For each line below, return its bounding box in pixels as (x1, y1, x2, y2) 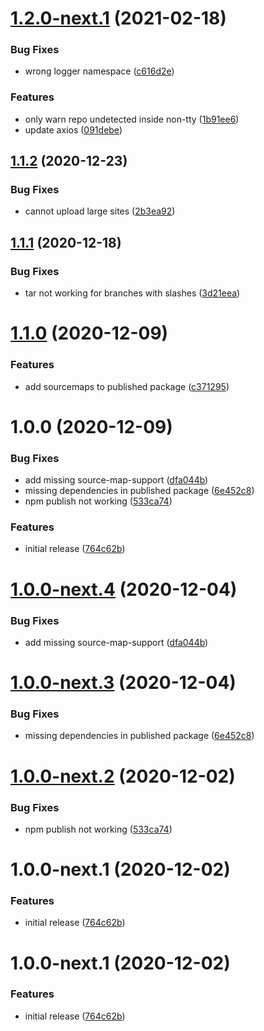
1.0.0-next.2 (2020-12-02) (10, 765, 236, 787)
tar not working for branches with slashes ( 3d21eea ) (24, 287, 241, 299)
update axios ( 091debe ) (24, 123, 123, 136)
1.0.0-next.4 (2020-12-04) (10, 578, 238, 601)
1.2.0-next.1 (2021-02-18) (10, 7, 227, 30)
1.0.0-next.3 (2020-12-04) (10, 672, 237, 694)
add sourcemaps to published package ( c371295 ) (24, 380, 230, 392)
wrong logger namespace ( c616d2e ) (24, 65, 175, 77)
